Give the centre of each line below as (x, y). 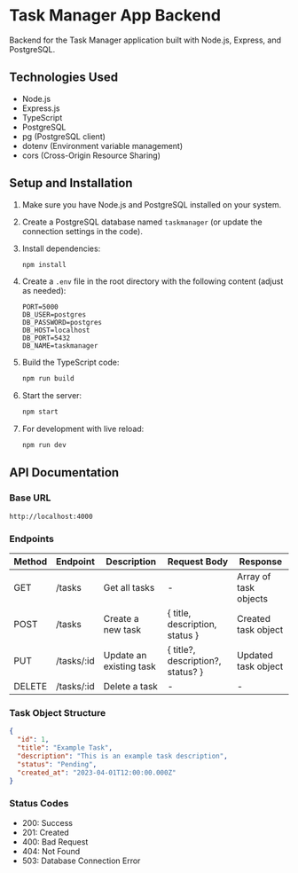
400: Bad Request (55, 842)
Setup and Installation (71, 183)
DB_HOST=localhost (56, 330)
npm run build (48, 379)
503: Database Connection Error (81, 861)
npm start (40, 412)
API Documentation (64, 472)
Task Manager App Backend (115, 16)
